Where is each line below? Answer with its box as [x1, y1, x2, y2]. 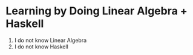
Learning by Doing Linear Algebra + [5, 4, 188, 18]
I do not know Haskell [14, 43, 69, 50]
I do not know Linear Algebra [14, 36, 87, 44]
